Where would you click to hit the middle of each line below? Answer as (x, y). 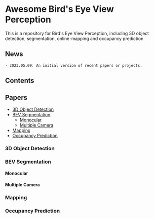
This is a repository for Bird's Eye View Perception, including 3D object (77, 33)
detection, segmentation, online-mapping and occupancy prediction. (75, 39)
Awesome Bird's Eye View (60, 9)
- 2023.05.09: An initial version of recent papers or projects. (74, 65)
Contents (20, 81)
